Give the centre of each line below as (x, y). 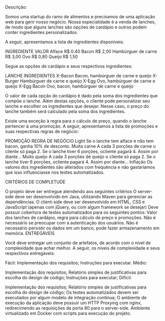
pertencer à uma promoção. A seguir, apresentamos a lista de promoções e (82, 126)
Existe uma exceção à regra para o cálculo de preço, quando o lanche (76, 121)
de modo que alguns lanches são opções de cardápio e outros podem (76, 27)
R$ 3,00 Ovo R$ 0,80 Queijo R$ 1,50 (41, 57)
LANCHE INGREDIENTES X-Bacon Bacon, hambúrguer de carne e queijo (78, 76)
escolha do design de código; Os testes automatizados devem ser (72, 292)
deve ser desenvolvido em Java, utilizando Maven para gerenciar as (83, 197)
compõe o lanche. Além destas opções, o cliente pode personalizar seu (78, 101)
